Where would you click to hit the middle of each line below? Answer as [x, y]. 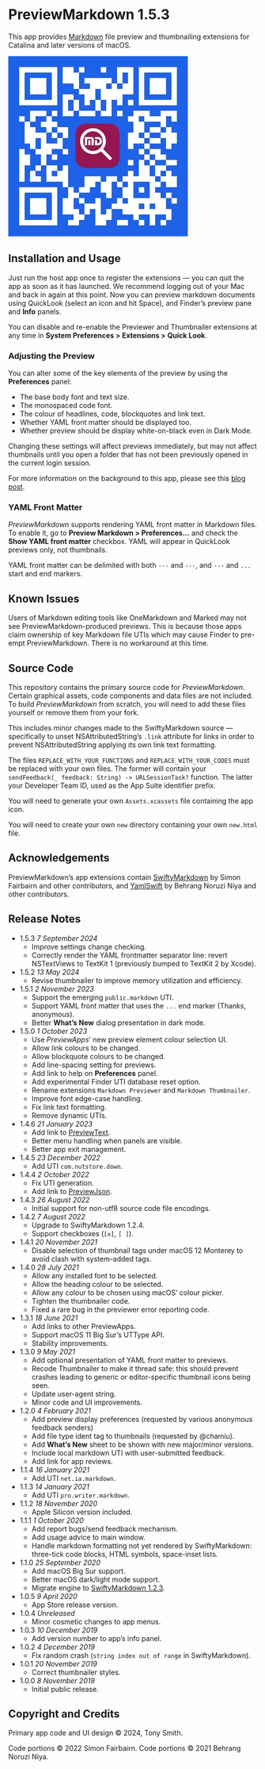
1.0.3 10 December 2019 [59, 1630]
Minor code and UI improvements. [87, 1402]
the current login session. [50, 463]
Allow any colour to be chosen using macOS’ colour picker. [127, 1293]
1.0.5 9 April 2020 [48, 1596]
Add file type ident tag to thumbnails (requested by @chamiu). [133, 1436]
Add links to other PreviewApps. [83, 1326]
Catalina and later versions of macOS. [70, 44]
